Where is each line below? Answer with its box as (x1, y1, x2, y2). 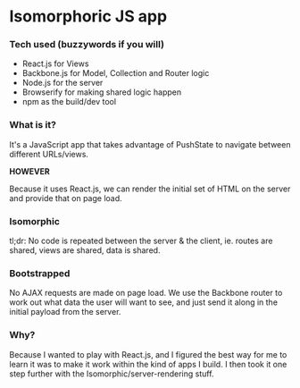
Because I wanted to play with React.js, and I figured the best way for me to (9, 349, 287, 359)
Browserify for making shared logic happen (21, 87, 181, 97)
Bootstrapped (9, 267, 71, 279)
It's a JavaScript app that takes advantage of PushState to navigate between (9, 139, 291, 149)
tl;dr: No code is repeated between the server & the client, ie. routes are (9, 235, 273, 247)
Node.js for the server (21, 78, 104, 89)
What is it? (9, 119, 56, 131)
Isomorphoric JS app (9, 6, 168, 27)
